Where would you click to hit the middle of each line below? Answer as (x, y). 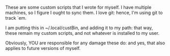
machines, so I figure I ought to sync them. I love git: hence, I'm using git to (84, 13)
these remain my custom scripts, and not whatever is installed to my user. (82, 33)
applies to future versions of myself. (43, 48)
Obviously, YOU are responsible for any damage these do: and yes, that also (85, 43)
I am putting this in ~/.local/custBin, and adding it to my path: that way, (79, 28)
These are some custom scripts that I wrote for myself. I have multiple (78, 7)
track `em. (16, 18)
